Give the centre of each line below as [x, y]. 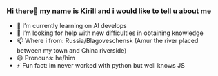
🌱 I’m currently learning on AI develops [71, 26]
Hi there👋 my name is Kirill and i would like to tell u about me [109, 11]
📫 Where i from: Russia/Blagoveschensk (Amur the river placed [107, 41]
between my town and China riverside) [71, 51]
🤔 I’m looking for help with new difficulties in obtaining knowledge [110, 33]
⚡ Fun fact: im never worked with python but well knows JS [101, 66]
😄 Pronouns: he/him [46, 58]
